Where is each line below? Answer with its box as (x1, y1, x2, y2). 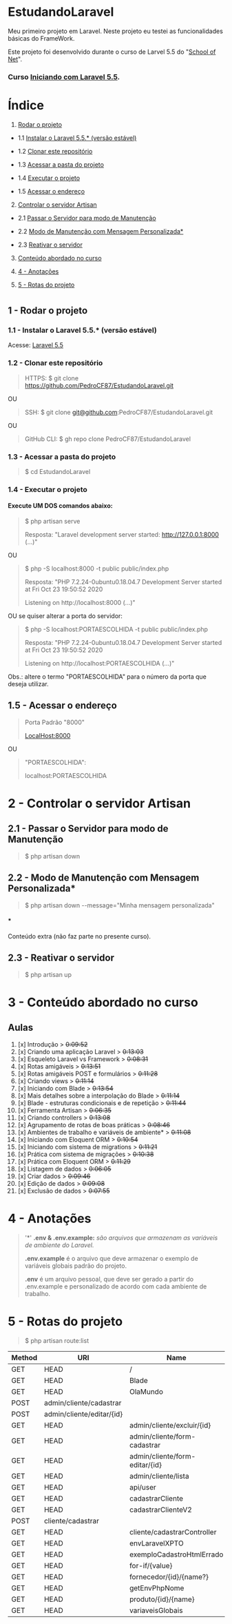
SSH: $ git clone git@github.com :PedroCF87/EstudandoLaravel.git (24, 408, 213, 416)
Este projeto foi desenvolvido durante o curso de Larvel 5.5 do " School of (8, 48, 216, 56)
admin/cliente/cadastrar (44, 1398, 122, 1408)
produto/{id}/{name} (129, 1594, 195, 1604)
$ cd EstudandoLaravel (24, 467, 91, 475)
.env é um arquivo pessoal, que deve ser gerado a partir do (24, 1275, 194, 1283)
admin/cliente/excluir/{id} (129, 1420, 211, 1430)
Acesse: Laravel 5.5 (8, 341, 64, 349)
